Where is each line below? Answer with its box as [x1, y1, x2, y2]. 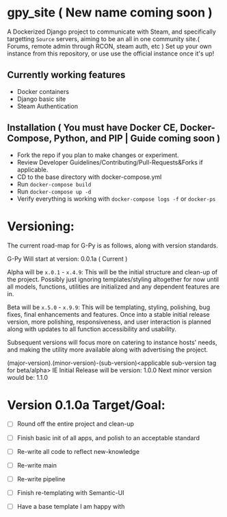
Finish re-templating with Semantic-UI [16, 488, 124, 496]
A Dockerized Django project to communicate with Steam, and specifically [7, 27, 217, 36]
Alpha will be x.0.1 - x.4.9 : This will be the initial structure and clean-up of [7, 267, 218, 276]
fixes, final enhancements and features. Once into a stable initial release [7, 310, 210, 318]
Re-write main [16, 461, 57, 469]
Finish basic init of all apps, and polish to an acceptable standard [16, 433, 200, 442]
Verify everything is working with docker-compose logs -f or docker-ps [16, 194, 216, 203]
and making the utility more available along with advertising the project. [7, 345, 209, 354]
